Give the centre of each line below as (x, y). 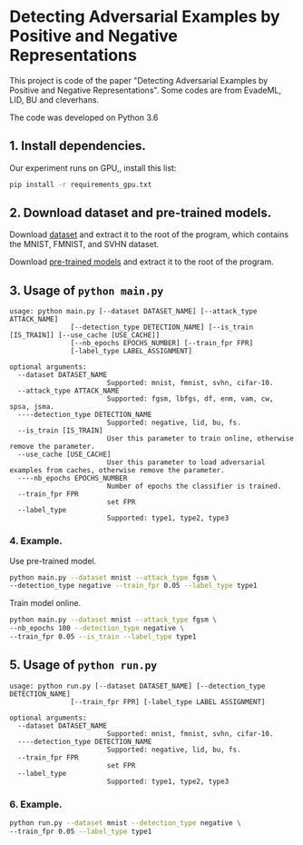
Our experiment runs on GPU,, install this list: (93, 168)
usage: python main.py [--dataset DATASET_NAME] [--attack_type (133, 312)
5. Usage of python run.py (83, 665)
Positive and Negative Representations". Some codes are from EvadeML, (146, 90)
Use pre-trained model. (53, 561)
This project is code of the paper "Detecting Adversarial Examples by (139, 80)
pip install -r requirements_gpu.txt (81, 184)
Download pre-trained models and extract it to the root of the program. (142, 262)
